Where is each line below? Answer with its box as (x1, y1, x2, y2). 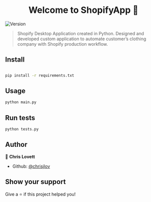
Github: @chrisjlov (12, 163, 51, 169)
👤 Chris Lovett (5, 153, 35, 159)
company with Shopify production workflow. (17, 41, 108, 47)
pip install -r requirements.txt (5, 73, 75, 78)
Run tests (5, 114, 35, 122)
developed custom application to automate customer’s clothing (17, 36, 147, 42)
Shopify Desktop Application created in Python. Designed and (17, 30, 144, 36)
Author (5, 140, 27, 149)
